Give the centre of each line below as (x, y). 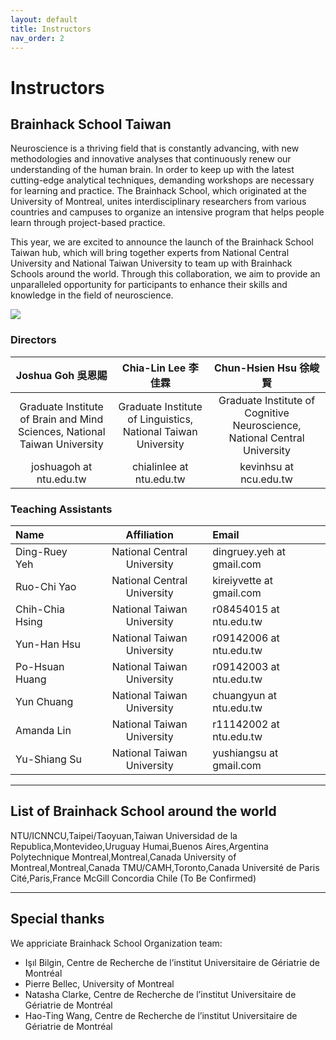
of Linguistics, (160, 419)
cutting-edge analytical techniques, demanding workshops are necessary (162, 180)
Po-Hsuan (40, 666)
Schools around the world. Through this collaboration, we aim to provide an (165, 274)
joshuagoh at (62, 466)
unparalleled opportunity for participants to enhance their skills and (149, 285)
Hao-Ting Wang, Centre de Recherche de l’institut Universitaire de (161, 1015)
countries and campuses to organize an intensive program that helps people (167, 212)
